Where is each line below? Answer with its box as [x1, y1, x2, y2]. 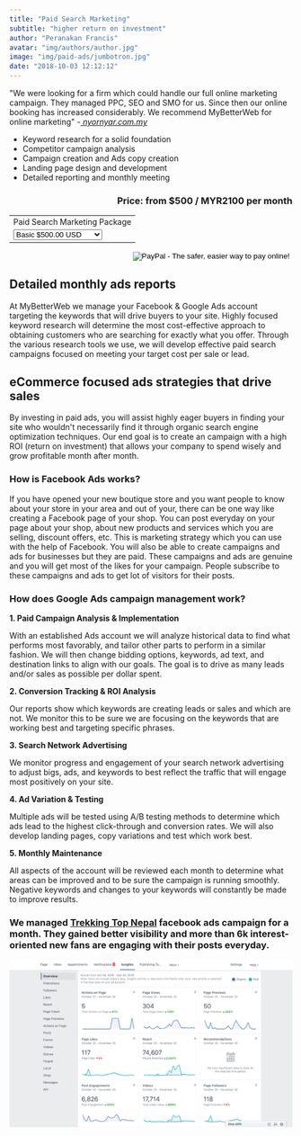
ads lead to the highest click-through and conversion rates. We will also [9, 821, 274, 832]
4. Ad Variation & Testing [9, 794, 104, 805]
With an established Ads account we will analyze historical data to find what [9, 631, 290, 641]
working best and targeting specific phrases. [9, 722, 175, 733]
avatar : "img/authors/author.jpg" [9, 43, 139, 52]
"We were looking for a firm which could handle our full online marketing [9, 88, 278, 98]
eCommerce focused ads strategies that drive [9, 374, 272, 389]
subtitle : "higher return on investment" [9, 23, 167, 33]
